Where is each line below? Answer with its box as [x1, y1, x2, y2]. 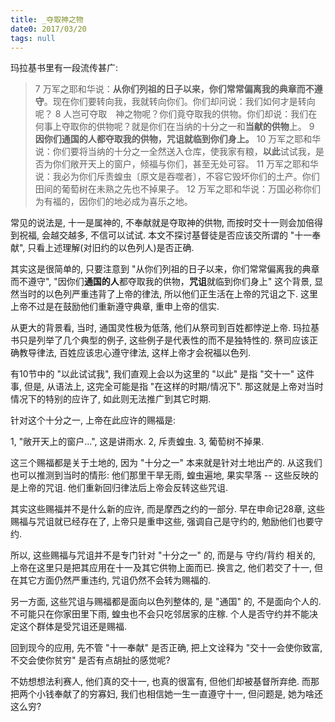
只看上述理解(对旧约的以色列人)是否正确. [27, 242, 195, 254]
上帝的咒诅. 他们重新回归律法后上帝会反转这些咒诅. [18, 482, 229, 494]
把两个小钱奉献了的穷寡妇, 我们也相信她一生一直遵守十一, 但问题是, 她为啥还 [10, 688, 323, 700]
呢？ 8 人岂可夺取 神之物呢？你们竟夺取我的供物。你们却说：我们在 [34, 108, 318, 120]
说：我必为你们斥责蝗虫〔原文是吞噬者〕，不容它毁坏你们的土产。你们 [34, 171, 320, 183]
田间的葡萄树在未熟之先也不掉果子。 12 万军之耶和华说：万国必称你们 [34, 183, 321, 195]
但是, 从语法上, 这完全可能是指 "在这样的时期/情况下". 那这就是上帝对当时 [23, 381, 324, 393]
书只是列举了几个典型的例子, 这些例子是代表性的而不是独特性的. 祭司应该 [10, 334, 310, 346]
